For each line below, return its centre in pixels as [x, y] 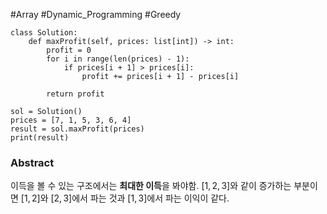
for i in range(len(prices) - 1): [118, 59]
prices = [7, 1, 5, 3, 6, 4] [71, 120]
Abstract [32, 162]
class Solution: [44, 33]
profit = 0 [69, 50]
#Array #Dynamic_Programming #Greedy [96, 14]
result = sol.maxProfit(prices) [77, 129]
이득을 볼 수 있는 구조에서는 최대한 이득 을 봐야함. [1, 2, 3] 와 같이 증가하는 [151, 186]
